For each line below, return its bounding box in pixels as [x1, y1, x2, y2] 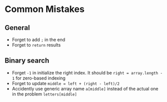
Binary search [5, 56, 50, 65]
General [5, 23, 31, 32]
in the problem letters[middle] [12, 91, 77, 97]
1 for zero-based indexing [12, 75, 66, 81]
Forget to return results [12, 42, 61, 48]
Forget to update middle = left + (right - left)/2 [12, 80, 120, 86]
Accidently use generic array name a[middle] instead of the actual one [12, 85, 158, 91]
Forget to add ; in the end [12, 36, 66, 42]
